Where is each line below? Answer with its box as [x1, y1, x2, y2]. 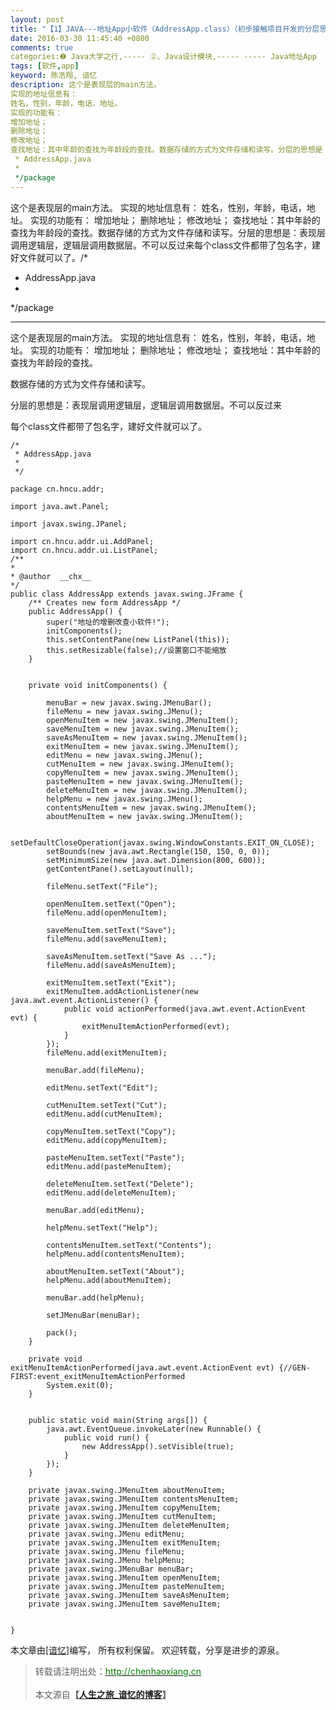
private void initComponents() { [28, 680, 168, 690]
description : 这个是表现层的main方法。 [10, 80, 162, 90]
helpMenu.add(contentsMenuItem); [46, 1249, 186, 1259]
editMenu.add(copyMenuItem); [46, 1135, 168, 1145]
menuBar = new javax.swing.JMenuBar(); [46, 697, 213, 708]
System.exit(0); [46, 1380, 114, 1390]
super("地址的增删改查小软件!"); [46, 617, 170, 627]
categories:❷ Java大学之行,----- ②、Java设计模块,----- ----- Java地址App [10, 52, 317, 62]
